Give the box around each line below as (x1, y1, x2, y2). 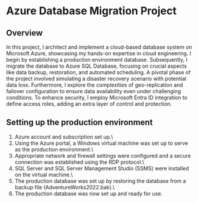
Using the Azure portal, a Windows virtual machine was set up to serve (14, 139, 189, 147)
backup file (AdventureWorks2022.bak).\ (14, 183, 115, 191)
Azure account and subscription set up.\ (14, 133, 114, 140)
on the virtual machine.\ (14, 171, 73, 178)
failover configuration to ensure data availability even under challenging (6, 88, 181, 94)
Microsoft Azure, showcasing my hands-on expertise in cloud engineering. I (6, 50, 191, 57)
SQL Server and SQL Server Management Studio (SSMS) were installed (14, 164, 189, 172)
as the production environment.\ (14, 145, 94, 153)
